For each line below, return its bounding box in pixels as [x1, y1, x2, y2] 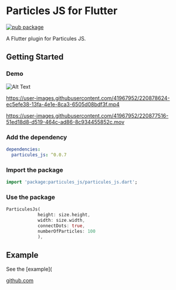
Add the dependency [6, 133, 67, 141]
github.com [6, 277, 34, 284]
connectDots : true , [37, 222, 85, 229]
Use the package [6, 193, 56, 201]
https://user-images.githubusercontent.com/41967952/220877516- [6, 112, 169, 119]
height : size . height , [37, 212, 91, 218]
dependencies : [6, 146, 41, 152]
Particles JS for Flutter [6, 4, 118, 18]
